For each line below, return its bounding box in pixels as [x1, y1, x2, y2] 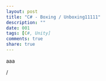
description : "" [6, 19, 46, 25]
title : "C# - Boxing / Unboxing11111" [6, 14, 101, 20]
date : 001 [6, 25, 30, 31]
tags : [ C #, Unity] [6, 31, 51, 36]
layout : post [6, 8, 38, 15]
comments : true [6, 36, 43, 42]
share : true [6, 42, 35, 48]
